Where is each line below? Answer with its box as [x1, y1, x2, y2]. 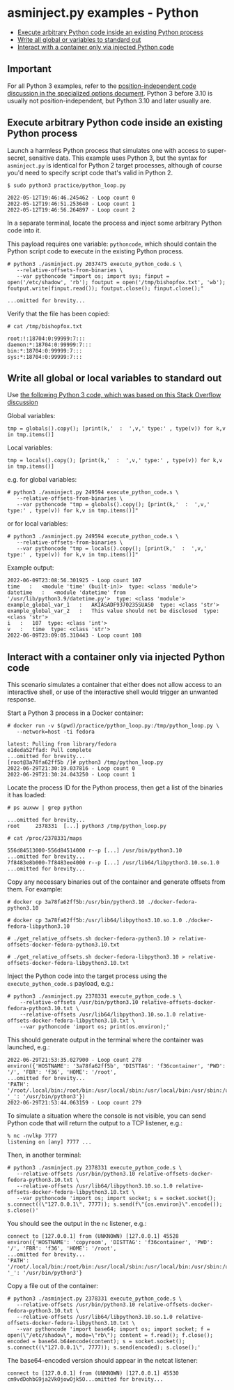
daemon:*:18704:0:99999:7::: [7, 341, 92, 348]
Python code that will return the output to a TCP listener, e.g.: [7, 1119, 183, 1127]
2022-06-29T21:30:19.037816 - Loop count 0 [7, 765, 136, 772]
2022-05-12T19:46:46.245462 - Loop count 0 [7, 194, 136, 201]
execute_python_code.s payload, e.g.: [7, 979, 114, 988]
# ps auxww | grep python [7, 804, 82, 811]
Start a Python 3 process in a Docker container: [7, 709, 144, 717]
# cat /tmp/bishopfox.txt [7, 323, 82, 330]
